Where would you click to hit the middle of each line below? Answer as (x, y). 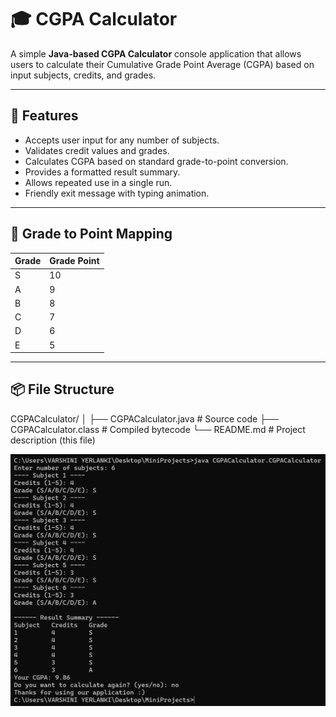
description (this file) (53, 440)
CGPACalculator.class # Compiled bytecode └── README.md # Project (158, 429)
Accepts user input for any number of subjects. (122, 140)
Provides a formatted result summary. (102, 172)
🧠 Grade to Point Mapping (91, 234)
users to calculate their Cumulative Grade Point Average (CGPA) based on (162, 64)
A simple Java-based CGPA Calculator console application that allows (156, 53)
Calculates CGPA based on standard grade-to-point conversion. (156, 161)
